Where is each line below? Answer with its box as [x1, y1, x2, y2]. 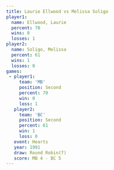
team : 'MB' [19, 79, 46, 85]
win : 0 [19, 95, 35, 101]
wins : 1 [11, 57, 30, 63]
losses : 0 [11, 63, 35, 69]
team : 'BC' [19, 112, 46, 117]
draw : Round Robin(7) [13, 150, 67, 155]
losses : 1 [11, 36, 35, 41]
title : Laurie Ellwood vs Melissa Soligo [6, 8, 109, 15]
